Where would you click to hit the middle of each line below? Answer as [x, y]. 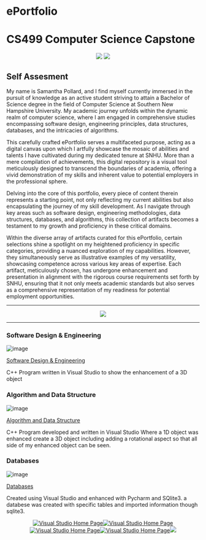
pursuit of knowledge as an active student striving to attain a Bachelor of [98, 98]
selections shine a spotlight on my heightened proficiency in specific [93, 244]
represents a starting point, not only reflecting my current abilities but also [100, 199]
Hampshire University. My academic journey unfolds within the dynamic [97, 110]
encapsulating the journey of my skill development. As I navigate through [98, 206]
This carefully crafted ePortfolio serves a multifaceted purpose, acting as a [101, 142]
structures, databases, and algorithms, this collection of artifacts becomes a [103, 219]
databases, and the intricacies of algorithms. [63, 130]
